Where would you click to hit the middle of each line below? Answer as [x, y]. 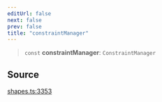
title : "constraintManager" [48, 33]
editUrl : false [29, 14]
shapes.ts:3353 [30, 92]
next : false [24, 20]
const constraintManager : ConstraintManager [90, 53]
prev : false [24, 26]
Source [23, 75]
